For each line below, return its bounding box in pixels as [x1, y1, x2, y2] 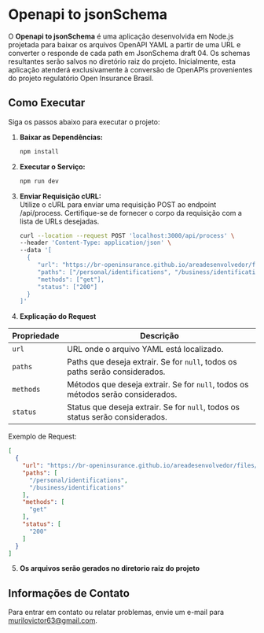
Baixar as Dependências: [19, 132, 104, 142]
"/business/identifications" [28, 483, 125, 491]
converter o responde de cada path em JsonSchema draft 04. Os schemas [8, 48, 251, 57]
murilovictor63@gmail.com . [8, 616, 98, 625]
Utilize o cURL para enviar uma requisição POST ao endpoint [19, 199, 217, 209]
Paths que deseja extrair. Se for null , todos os [66, 357, 237, 368]
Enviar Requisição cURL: [19, 191, 102, 201]
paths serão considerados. [66, 366, 166, 377]
